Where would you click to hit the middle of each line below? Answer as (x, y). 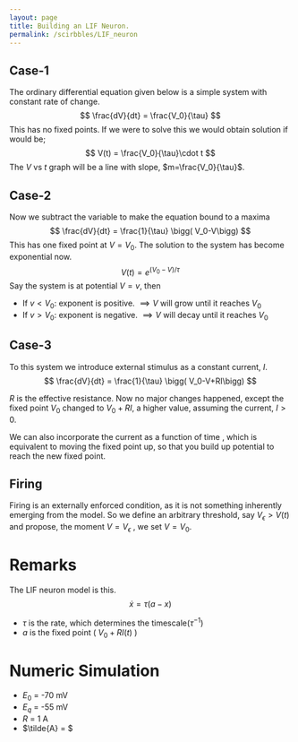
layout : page (34, 17)
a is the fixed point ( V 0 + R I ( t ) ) (80, 633)
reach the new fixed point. (57, 456)
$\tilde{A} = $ (47, 728)
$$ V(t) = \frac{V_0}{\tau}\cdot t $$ (150, 153)
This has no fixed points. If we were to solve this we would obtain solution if (149, 130)
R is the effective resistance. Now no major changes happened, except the (147, 398)
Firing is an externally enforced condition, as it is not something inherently (145, 505)
